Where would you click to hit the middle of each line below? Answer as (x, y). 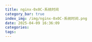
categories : (17, 28)
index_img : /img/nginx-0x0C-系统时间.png (46, 18)
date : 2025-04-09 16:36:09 (32, 23)
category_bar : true (25, 14)
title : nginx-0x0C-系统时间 (32, 9)
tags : (10, 32)
